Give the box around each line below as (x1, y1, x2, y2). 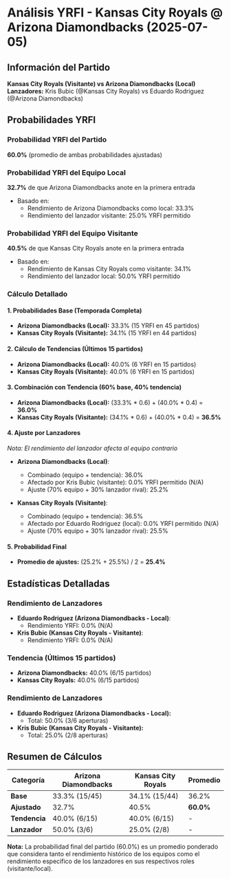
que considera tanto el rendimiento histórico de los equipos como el (7, 850, 200, 858)
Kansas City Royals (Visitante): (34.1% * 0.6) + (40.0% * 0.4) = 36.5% (16, 413, 221, 421)
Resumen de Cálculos (7, 750, 102, 762)
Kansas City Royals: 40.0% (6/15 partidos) (16, 676, 140, 684)
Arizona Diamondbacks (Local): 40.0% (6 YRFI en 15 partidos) (16, 360, 197, 368)
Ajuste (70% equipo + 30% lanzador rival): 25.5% (27, 527, 168, 535)
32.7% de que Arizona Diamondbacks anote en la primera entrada (7, 183, 196, 191)
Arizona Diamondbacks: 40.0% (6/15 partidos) (16, 669, 152, 677)
